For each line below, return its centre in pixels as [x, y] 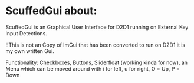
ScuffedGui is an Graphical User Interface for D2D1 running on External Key [97, 27]
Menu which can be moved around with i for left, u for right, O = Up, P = [93, 68]
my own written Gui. [30, 51]
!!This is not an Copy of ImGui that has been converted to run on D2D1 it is [96, 45]
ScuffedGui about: [51, 11]
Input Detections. [27, 33]
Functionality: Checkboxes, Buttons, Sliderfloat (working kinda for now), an [97, 62]
